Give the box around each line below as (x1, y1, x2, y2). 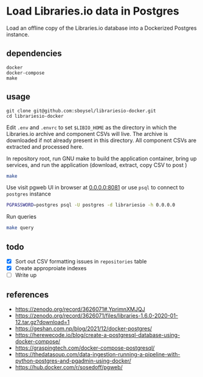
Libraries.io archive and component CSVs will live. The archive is (6, 130, 168, 137)
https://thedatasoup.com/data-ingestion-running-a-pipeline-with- (15, 351, 181, 358)
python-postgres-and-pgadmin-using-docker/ (15, 357, 132, 364)
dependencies (6, 49, 62, 59)
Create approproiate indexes (15, 265, 87, 272)
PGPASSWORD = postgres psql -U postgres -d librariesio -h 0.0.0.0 (6, 202, 175, 208)
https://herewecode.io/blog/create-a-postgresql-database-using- (15, 331, 181, 338)
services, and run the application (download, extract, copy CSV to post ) (6, 161, 187, 168)
